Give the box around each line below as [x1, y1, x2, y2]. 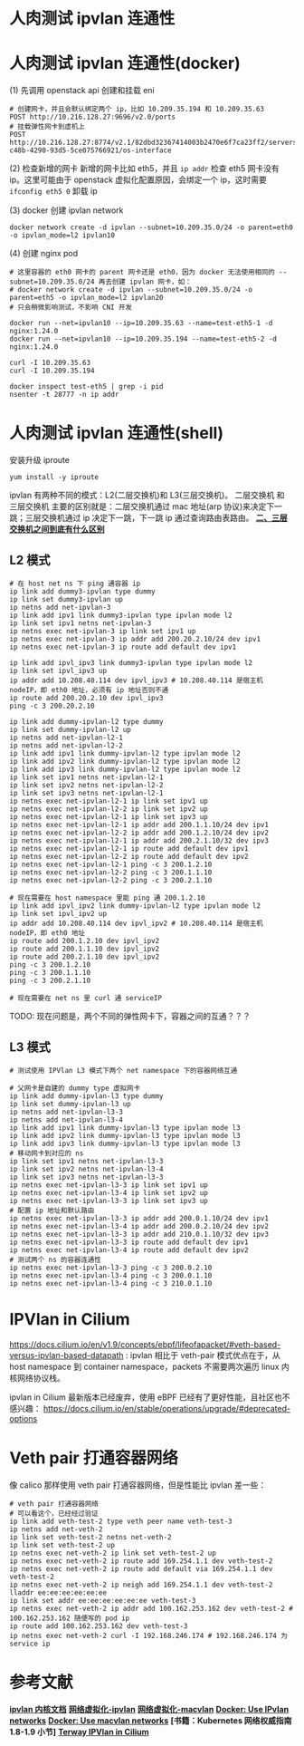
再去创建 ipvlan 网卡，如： [98, 277, 192, 286]
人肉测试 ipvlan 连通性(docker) [9, 53, 242, 73]
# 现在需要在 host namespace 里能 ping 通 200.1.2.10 [9, 893, 205, 902]
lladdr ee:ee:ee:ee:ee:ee [9, 1587, 107, 1597]
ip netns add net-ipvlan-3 [9, 603, 111, 612]
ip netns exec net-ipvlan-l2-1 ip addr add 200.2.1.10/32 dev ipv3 [9, 835, 270, 845]
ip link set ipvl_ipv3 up [9, 666, 107, 675]
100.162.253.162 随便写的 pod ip [9, 1614, 130, 1623]
